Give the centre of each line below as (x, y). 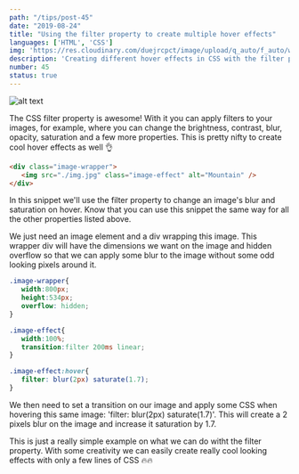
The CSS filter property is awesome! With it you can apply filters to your (141, 118)
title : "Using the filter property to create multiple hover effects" (143, 34)
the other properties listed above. (70, 219)
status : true (33, 76)
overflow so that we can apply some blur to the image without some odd (142, 256)
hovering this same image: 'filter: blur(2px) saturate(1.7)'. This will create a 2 (148, 414)
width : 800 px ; (45, 290)
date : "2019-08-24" (45, 26)
